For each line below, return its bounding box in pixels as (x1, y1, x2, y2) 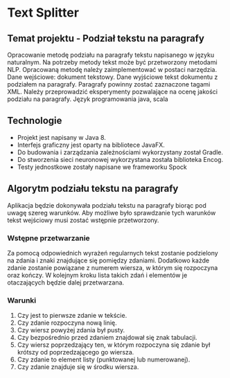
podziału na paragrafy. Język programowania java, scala (7, 95, 168, 103)
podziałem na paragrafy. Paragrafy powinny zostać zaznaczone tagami (7, 80, 211, 88)
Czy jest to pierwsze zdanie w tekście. (17, 312, 127, 320)
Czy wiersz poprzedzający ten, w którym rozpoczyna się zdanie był (17, 341, 211, 349)
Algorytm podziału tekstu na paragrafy (7, 183, 179, 195)
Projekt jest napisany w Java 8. (17, 133, 106, 141)
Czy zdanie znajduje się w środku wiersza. (17, 363, 139, 371)
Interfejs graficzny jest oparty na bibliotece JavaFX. (17, 141, 165, 149)
